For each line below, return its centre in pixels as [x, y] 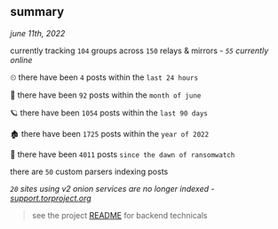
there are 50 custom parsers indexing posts [89, 171]
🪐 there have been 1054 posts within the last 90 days [109, 113]
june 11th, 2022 [38, 33]
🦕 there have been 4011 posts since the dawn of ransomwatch [123, 154]
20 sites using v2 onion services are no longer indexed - [112, 188]
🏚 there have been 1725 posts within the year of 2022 [110, 133]
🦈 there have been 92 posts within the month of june [106, 95]
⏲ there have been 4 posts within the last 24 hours [104, 77]
